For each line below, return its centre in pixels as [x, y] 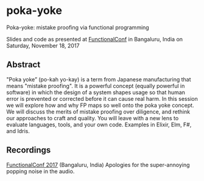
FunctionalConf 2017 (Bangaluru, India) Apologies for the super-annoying [98, 165]
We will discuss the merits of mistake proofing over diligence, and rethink [98, 111]
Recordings [29, 150]
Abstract [23, 65]
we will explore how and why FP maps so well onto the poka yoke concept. [100, 105]
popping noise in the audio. [40, 171]
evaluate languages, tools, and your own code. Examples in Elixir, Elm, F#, [99, 125]
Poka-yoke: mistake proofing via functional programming [78, 27]
